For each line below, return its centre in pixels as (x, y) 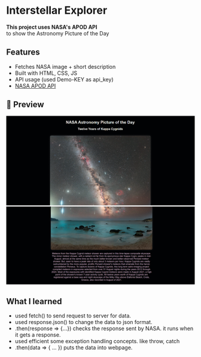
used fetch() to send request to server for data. (73, 316)
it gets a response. (38, 335)
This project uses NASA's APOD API (52, 27)
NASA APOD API (35, 86)
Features (23, 52)
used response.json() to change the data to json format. (83, 322)
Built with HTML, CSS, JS (46, 73)
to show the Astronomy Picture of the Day (58, 33)
